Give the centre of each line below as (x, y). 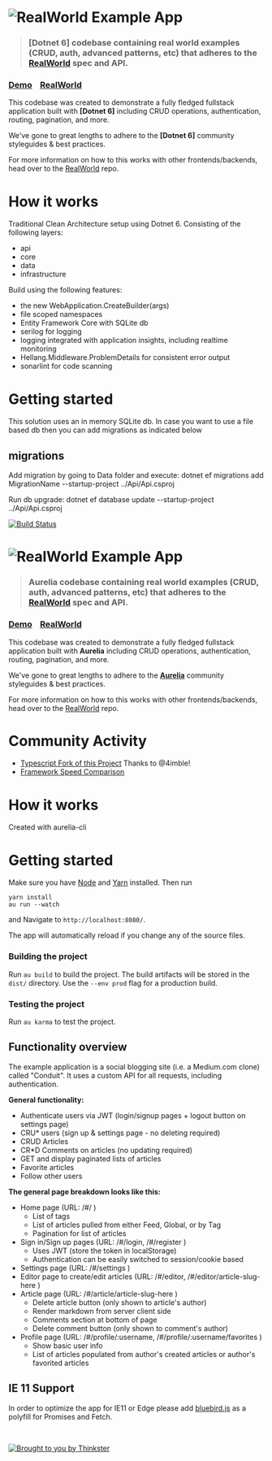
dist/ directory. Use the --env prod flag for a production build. (113, 982)
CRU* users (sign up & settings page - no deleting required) (120, 1133)
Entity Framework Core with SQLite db (84, 323)
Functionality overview (68, 1047)
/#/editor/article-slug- (224, 1277)
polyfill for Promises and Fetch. (60, 1416)
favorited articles (60, 1363)
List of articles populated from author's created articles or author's (144, 1354)
